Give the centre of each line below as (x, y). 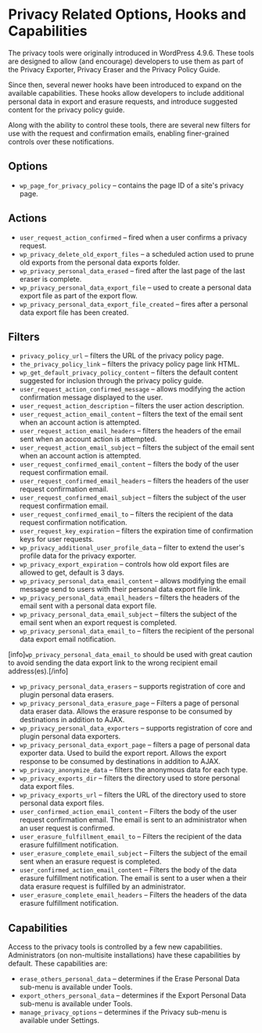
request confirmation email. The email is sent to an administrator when (133, 820)
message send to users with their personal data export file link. (121, 590)
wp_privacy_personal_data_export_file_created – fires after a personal (134, 304)
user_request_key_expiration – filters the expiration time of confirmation (136, 531)
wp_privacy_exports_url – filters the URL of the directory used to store (133, 795)
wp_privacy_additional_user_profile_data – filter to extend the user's (132, 548)
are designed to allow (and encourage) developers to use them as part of (126, 61)
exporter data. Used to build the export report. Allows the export (123, 753)
